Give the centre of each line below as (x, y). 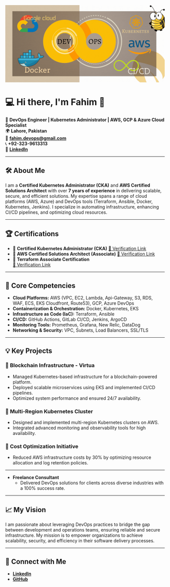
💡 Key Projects (29, 351)
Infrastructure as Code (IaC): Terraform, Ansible (63, 314)
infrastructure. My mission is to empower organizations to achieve (74, 535)
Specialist (16, 125)
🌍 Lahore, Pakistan (26, 131)
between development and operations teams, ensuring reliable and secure (83, 530)
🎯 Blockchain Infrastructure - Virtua (50, 365)
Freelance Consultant (36, 478)
